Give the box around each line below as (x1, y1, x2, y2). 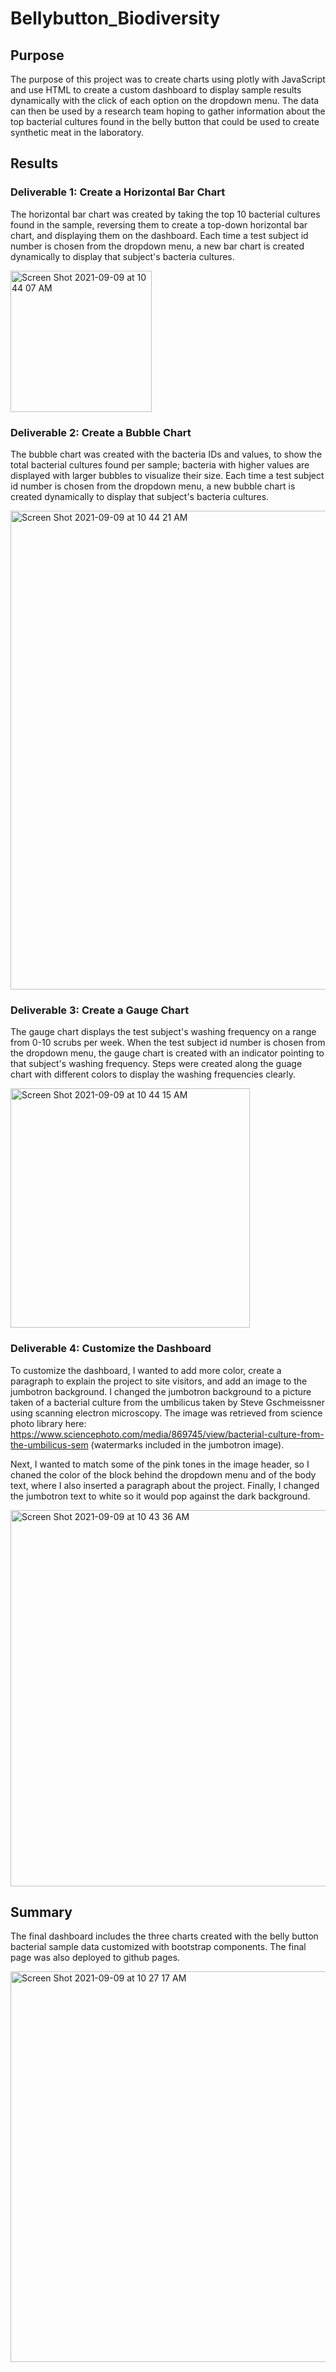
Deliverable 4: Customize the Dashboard (10, 1342, 212, 1356)
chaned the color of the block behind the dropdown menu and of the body (10, 1468, 317, 1481)
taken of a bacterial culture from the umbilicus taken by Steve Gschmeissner (10, 1396, 326, 1408)
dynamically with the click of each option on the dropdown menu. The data (10, 95, 320, 106)
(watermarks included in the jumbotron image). (90, 1438, 285, 1451)
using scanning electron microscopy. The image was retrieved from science (10, 1407, 323, 1419)
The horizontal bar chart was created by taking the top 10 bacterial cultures (10, 208, 321, 220)
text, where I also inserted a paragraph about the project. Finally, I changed (10, 1479, 320, 1491)
